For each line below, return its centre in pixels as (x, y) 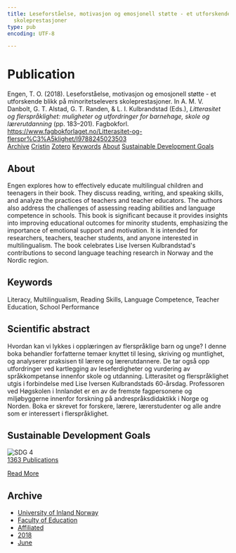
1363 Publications (33, 460)
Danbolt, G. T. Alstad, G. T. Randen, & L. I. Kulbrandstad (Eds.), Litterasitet (114, 109)
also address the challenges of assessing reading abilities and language (111, 208)
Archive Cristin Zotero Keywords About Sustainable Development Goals (111, 147)
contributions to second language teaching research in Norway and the (110, 253)
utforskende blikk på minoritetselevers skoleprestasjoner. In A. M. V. (105, 101)
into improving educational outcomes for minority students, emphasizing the (118, 223)
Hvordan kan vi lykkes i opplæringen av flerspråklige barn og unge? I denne (117, 346)
